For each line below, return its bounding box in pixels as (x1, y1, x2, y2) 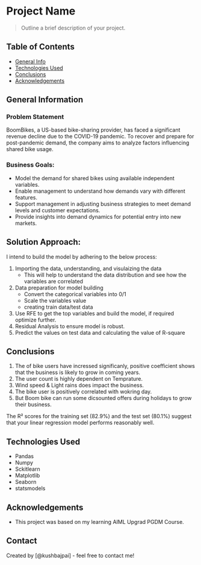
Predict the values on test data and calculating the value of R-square (14, 329, 185, 336)
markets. (14, 219, 37, 227)
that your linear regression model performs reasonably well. (6, 419, 155, 427)
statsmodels (14, 485, 46, 492)
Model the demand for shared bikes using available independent (14, 174, 175, 182)
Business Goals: (6, 161, 55, 169)
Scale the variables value (23, 297, 87, 304)
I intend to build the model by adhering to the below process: (6, 253, 158, 260)
